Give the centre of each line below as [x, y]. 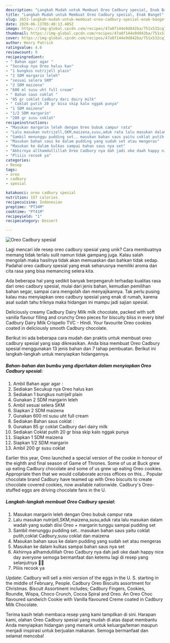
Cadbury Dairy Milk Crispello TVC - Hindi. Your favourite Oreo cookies [79, 323]
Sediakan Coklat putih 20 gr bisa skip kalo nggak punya [71, 432]
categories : [18, 160]
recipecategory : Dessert [32, 221]
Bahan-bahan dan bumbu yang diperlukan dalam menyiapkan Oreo [79, 365]
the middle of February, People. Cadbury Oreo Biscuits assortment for [78, 583]
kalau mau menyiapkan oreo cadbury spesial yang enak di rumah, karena [82, 297]
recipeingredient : [25, 57]
